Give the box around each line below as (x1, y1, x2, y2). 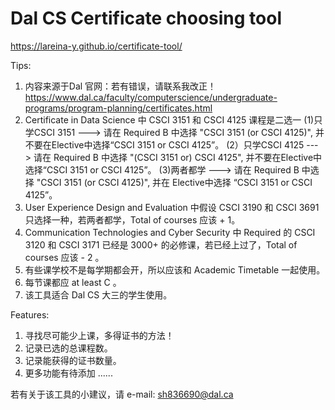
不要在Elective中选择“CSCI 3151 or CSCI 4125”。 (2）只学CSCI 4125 (24, 138, 305, 151)
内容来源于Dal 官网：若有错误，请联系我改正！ (24, 80, 217, 92)
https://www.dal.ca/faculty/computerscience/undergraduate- (24, 91, 278, 103)
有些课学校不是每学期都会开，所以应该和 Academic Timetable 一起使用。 (24, 263, 326, 276)
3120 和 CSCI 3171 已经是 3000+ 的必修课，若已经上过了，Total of (24, 238, 298, 251)
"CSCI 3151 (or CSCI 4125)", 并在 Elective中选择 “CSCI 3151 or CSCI (36, 176, 313, 188)
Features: (10, 308, 50, 321)
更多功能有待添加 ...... (24, 367, 113, 379)
